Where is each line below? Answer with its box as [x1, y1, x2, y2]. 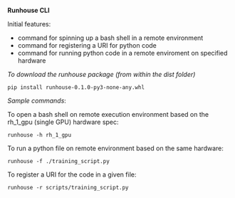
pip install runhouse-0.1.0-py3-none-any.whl [7, 84, 145, 91]
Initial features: [7, 20, 51, 28]
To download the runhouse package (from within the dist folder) [7, 71, 196, 78]
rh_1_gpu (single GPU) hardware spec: [7, 118, 119, 126]
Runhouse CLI [7, 6, 50, 14]
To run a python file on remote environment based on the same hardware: [7, 144, 224, 152]
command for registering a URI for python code [17, 41, 157, 49]
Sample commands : [7, 96, 66, 105]
